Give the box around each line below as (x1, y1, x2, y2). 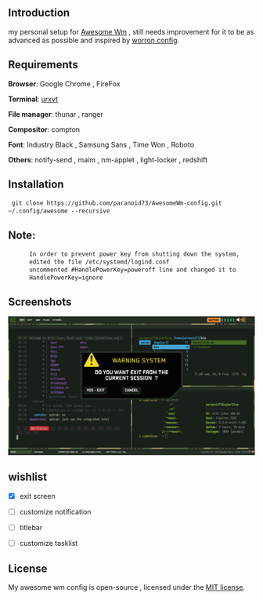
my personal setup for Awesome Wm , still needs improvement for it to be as (8, 27, 254, 36)
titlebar (19, 523, 43, 532)
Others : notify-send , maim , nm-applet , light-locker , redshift (8, 155, 208, 164)
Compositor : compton (8, 125, 81, 134)
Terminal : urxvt (8, 94, 59, 104)
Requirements (8, 58, 78, 71)
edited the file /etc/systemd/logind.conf (28, 258, 170, 266)
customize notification (19, 507, 92, 516)
